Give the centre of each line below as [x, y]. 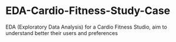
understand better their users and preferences [62, 33]
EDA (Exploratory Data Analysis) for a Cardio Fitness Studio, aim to [86, 27]
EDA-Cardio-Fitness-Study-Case [88, 11]
